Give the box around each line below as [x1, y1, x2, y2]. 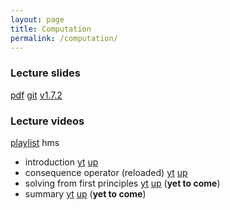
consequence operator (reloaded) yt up [24, 166, 188, 178]
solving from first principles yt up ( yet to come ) [24, 177, 221, 189]
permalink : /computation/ [10, 33, 118, 43]
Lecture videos [10, 114, 85, 128]
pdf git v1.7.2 [10, 89, 63, 101]
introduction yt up [24, 156, 99, 168]
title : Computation [10, 24, 92, 34]
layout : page [10, 14, 65, 25]
